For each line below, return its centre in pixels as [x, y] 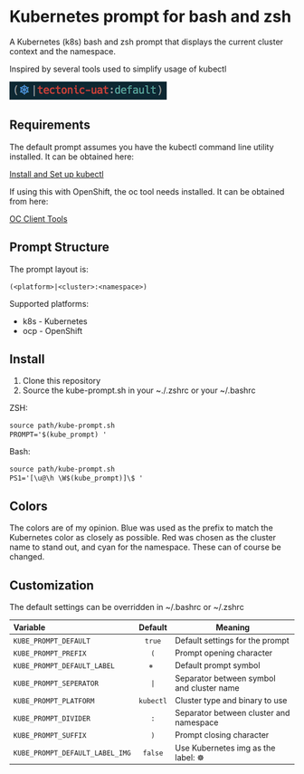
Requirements [50, 125]
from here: [29, 201]
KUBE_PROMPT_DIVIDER [52, 718]
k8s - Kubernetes [55, 321]
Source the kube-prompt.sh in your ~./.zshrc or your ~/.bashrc [139, 390]
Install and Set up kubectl [57, 174]
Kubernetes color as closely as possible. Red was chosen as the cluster [143, 538]
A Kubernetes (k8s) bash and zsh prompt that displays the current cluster [146, 42]
